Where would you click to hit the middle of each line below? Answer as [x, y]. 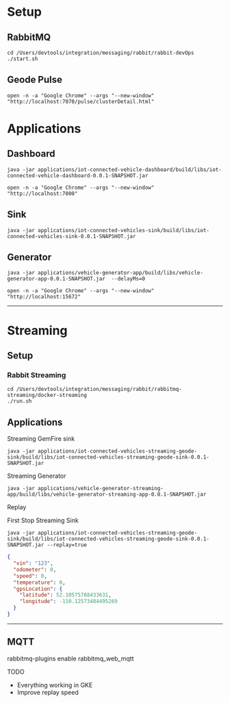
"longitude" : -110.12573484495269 [68, 602]
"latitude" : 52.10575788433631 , [65, 595]
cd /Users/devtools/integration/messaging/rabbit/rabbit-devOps [101, 53]
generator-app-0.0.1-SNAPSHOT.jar [56, 279]
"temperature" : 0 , [40, 583]
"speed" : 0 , [30, 576]
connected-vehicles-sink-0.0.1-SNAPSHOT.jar [72, 236]
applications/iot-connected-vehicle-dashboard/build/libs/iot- [130, 169]
